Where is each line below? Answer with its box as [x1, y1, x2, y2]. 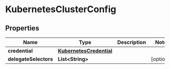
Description [117, 39, 146, 46]
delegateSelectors [8, 56, 53, 62]
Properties [5, 24, 39, 32]
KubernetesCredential [58, 47, 113, 54]
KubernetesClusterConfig [5, 4, 116, 15]
